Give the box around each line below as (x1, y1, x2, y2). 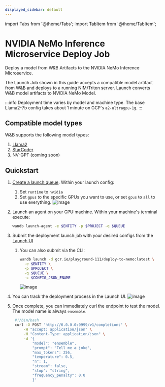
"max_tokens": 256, (32, 350, 72, 355)
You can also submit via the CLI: (19, 247, 85, 254)
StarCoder (12, 147, 33, 153)
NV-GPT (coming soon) (12, 152, 60, 158)
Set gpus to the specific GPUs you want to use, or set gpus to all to (19, 194, 155, 200)
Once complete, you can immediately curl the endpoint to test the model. (12, 303, 161, 309)
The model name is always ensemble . (12, 308, 87, 314)
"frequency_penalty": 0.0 (32, 373, 86, 378)
